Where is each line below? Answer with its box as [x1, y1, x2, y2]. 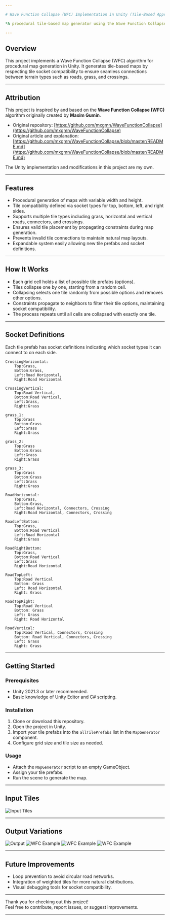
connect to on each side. [5, 349, 57, 355]
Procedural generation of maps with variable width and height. [12, 197, 143, 203]
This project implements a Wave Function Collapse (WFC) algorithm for [5, 58, 153, 64]
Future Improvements [5, 860, 75, 868]
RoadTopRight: [5, 599, 35, 604]
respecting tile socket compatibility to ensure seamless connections [5, 69, 147, 75]
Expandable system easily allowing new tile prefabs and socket [12, 240, 145, 246]
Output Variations [5, 827, 63, 836]
